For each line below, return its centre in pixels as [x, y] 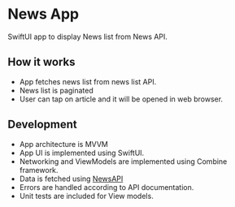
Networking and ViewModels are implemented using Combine [123, 161]
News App [43, 14]
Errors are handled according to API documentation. [107, 187]
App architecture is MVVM [64, 144]
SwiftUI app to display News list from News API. [88, 37]
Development [43, 125]
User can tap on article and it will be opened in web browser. [121, 99]
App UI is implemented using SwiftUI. [82, 153]
